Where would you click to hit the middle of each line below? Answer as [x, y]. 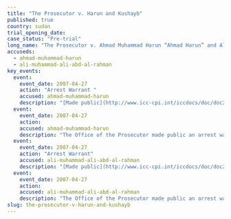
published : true [30, 20]
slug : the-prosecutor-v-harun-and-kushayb [69, 205]
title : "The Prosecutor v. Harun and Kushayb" [75, 13]
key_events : [24, 71]
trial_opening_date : [37, 33]
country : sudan [29, 26]
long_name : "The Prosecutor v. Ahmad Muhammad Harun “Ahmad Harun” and [112, 45]
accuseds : [21, 52]
